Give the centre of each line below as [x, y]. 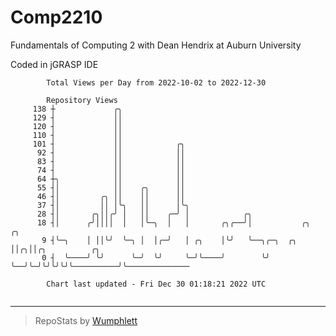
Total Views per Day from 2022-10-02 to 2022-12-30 [156, 82]
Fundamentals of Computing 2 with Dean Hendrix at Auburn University [156, 45]
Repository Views [82, 100]
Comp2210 [56, 17]
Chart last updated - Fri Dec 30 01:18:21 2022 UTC [156, 284]
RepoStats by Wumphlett [86, 320]
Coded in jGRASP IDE [54, 64]
